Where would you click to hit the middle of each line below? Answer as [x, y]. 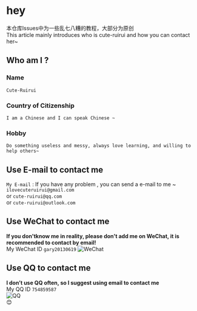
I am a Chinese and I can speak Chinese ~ [61, 118]
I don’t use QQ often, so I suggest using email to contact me [83, 283]
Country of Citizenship [40, 105]
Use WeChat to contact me [58, 222]
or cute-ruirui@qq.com [34, 196]
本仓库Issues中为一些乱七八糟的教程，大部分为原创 [70, 28]
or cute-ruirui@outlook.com [41, 202]
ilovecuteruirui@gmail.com [40, 190]
